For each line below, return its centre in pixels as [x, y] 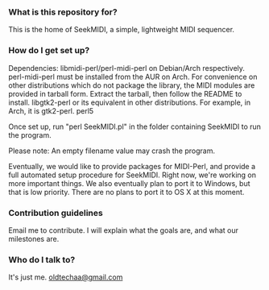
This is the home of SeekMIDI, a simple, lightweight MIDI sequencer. [122, 30]
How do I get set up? [49, 51]
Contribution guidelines [56, 213]
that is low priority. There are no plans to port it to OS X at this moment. [126, 192]
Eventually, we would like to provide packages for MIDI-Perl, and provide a [132, 166]
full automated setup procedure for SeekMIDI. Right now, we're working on [132, 175]
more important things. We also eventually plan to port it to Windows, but [130, 183]
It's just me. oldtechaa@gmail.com [66, 277]
